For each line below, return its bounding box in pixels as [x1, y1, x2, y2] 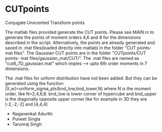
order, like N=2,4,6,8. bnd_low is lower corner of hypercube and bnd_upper [5, 91, 157, 97]
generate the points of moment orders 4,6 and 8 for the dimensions [5, 34, 141, 40]
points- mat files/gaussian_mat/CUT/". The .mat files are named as [5, 55, 139, 61]
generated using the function [5, 80, 64, 86]
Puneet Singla [12, 116, 41, 122]
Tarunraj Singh [12, 121, 42, 127]
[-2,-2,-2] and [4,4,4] [5, 101, 48, 107]
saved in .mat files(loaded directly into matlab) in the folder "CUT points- [5, 45, 152, 51]
